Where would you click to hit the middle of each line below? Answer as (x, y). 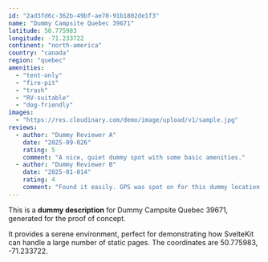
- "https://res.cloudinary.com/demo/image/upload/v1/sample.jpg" (127, 120)
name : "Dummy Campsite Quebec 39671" (71, 23)
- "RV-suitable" (43, 98)
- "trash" (32, 90)
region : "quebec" (37, 61)
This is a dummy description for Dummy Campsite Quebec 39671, (118, 210)
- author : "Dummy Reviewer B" (66, 165)
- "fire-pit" (37, 83)
